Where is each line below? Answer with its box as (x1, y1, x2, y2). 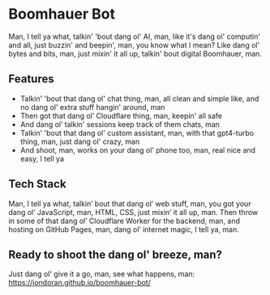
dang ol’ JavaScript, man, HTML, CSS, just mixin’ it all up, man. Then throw (8, 207, 259, 217)
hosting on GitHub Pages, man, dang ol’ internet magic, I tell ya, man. (8, 224, 239, 234)
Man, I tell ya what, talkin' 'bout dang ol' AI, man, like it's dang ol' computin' (8, 32, 261, 41)
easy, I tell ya (19, 154, 65, 163)
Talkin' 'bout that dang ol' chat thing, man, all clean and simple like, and (19, 94, 259, 103)
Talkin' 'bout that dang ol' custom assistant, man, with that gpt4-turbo (19, 128, 254, 137)
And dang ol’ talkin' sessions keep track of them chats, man (19, 119, 221, 129)
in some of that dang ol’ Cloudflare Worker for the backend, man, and (8, 216, 241, 225)
